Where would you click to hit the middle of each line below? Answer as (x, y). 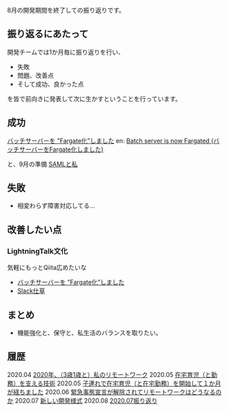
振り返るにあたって (48, 34)
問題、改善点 (35, 75)
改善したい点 (34, 229)
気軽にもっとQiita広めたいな (47, 268)
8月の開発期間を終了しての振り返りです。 (66, 10)
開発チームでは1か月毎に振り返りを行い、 (66, 52)
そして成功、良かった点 (50, 84)
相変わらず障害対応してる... (56, 205)
